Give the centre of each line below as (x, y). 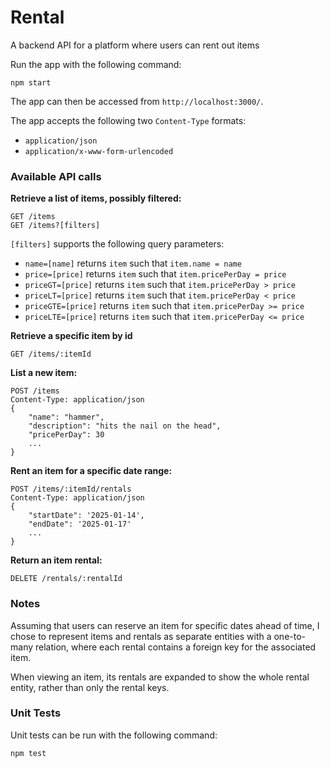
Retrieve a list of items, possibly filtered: (96, 198)
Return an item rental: (56, 560)
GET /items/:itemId (51, 354)
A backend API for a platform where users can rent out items (135, 45)
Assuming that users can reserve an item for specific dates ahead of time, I (165, 625)
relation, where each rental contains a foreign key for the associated (175, 647)
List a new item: (44, 373)
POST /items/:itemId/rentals (71, 489)
